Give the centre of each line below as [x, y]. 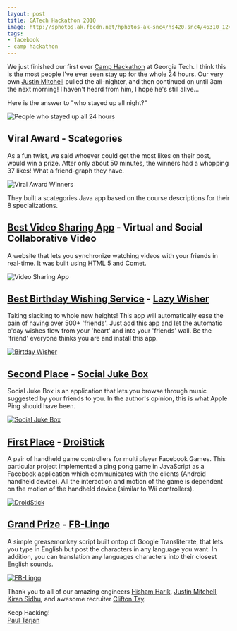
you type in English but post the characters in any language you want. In [112, 549]
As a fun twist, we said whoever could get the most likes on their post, [109, 155]
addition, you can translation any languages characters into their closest [112, 556]
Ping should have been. [42, 406]
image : [17, 27]
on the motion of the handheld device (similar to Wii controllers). [101, 489]
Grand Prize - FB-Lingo [59, 525]
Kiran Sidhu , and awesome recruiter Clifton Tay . [77, 599]
